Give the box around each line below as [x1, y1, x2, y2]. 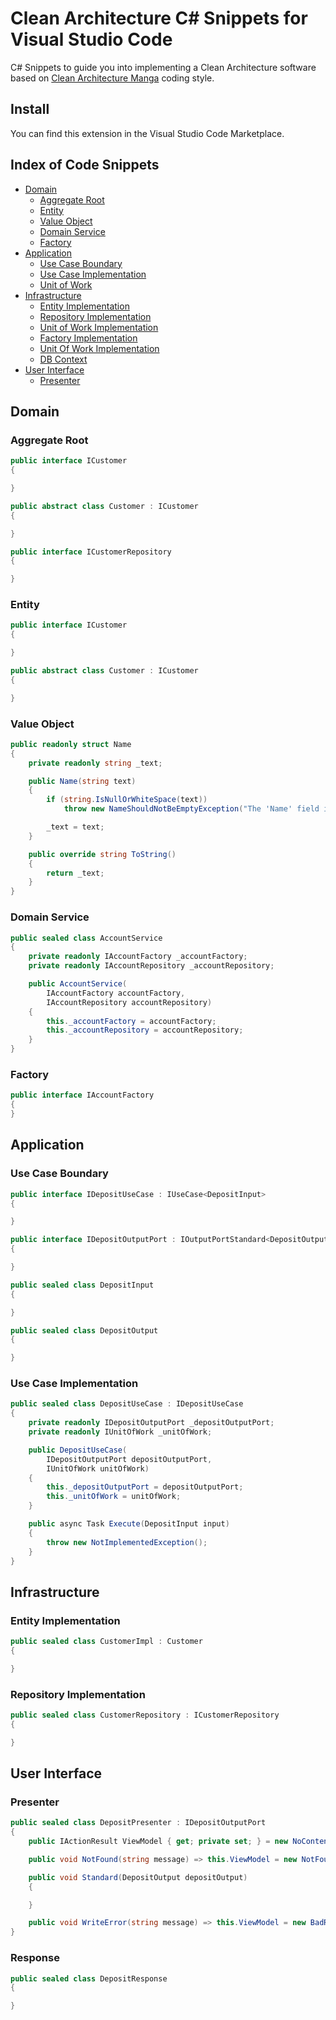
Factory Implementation [39, 332, 138, 344]
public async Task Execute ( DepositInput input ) [28, 1519, 230, 1529]
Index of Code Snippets [10, 157, 160, 174]
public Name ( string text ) [28, 776, 137, 786]
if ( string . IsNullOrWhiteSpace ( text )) [46, 795, 208, 805]
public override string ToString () [28, 849, 177, 859]
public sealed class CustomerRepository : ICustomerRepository [10, 1710, 280, 1721]
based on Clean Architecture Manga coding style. [10, 72, 215, 84]
